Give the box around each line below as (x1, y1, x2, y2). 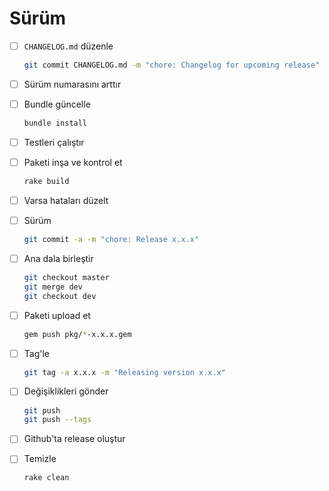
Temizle (23, 453, 57, 465)
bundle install (23, 118, 88, 128)
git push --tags (23, 415, 92, 425)
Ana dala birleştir (23, 252, 94, 264)
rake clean (23, 473, 70, 483)
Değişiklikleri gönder (23, 385, 109, 397)
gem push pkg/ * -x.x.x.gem (23, 329, 132, 339)
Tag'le (23, 347, 50, 359)
